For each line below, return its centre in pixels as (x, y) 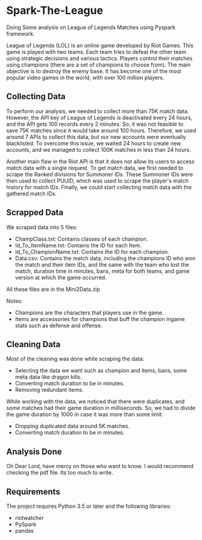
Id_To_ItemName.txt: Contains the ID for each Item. (78, 245)
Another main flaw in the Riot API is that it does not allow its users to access (100, 161)
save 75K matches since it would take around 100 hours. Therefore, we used (101, 130)
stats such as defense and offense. (58, 325)
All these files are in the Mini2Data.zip (53, 289)
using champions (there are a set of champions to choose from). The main (99, 65)
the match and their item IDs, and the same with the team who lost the (102, 264)
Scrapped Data (35, 213)
